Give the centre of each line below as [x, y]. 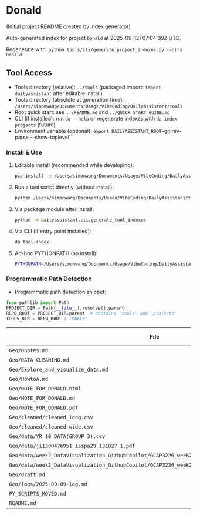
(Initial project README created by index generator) [68, 26]
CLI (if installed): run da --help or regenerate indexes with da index [96, 118]
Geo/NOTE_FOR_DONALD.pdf [44, 408]
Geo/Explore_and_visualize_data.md [59, 370]
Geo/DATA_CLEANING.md [39, 360]
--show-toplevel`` [51, 137]
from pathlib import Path [38, 302]
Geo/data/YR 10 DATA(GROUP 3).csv [57, 437]
